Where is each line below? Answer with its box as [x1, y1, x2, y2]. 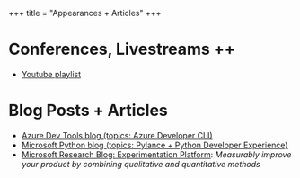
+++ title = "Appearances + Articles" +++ [8, 8, 162, 18]
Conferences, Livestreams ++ [8, 40, 235, 59]
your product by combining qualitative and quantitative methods [21, 158, 261, 169]
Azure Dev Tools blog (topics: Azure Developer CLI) [21, 129, 213, 140]
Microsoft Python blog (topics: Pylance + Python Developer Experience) [21, 139, 288, 150]
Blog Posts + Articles [8, 101, 168, 120]
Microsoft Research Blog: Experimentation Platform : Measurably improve [21, 148, 292, 160]
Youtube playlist [21, 68, 82, 79]
